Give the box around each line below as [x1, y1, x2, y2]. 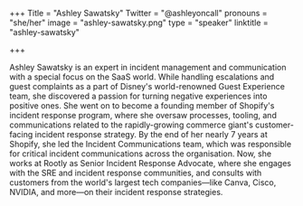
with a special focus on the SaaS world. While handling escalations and [9, 71, 275, 82]
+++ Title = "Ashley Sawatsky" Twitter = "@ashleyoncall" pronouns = [9, 8, 269, 18]
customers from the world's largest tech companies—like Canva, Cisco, [9, 177, 277, 188]
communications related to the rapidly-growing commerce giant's [9, 119, 253, 130]
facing [9, 129, 33, 139]
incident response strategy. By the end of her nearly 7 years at [34, 129, 269, 139]
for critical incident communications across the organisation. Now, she [9, 148, 272, 159]
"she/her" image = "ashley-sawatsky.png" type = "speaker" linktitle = [9, 17, 269, 28]
